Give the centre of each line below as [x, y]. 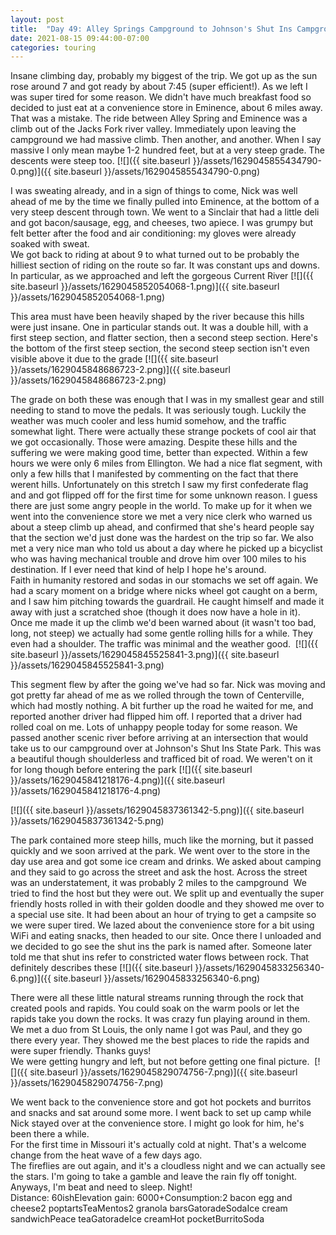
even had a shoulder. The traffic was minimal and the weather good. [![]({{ [164, 644]
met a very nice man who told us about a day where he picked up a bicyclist [166, 548]
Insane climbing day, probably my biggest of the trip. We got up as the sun [164, 76]
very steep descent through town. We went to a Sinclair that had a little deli [165, 212]
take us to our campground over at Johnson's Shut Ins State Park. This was [166, 748]
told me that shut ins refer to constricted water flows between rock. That [160, 957]
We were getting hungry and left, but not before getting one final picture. [160, 1062]
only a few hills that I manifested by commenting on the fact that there [154, 474]
